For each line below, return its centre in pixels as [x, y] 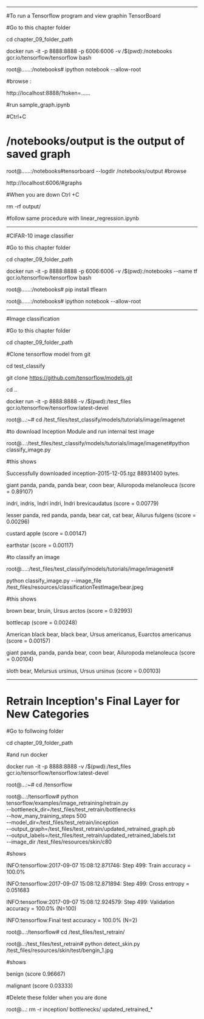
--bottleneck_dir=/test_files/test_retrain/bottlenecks [71, 809]
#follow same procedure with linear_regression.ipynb [73, 218]
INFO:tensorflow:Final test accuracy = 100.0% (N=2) [72, 920]
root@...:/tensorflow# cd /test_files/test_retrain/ [66, 932]
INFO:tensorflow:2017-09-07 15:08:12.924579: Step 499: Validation [90, 901]
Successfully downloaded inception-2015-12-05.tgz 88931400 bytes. [93, 473]
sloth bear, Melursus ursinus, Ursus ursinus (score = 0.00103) [83, 671]
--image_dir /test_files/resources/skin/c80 [59, 842]
